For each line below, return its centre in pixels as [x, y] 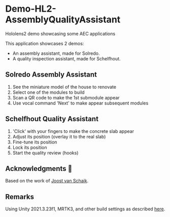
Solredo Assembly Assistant [51, 75]
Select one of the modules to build [48, 92]
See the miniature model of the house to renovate [64, 87]
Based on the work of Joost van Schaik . [47, 181]
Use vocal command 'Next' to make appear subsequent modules [80, 103]
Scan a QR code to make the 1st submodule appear [66, 97]
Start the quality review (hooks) [45, 153]
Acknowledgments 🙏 [39, 169]
